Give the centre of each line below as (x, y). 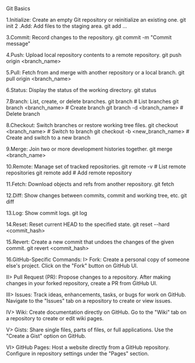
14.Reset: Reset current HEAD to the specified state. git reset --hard (88, 224)
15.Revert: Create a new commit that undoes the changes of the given (90, 242)
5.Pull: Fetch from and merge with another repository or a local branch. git (95, 72)
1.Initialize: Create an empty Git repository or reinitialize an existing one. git (96, 20)
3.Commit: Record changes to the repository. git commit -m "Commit (89, 37)
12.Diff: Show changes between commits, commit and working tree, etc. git (97, 195)
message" (18, 44)
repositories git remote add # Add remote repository (69, 173)
